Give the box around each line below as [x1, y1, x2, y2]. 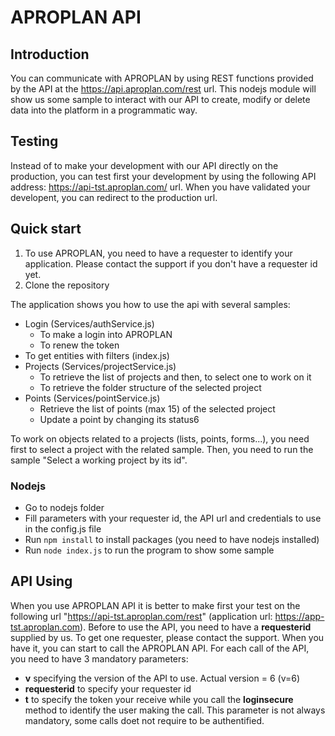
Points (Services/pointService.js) [24, 392, 161, 404]
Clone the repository [24, 279, 110, 291]
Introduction [10, 46, 90, 63]
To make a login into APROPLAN [39, 328, 173, 340]
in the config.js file [24, 522, 102, 535]
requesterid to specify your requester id [24, 682, 192, 695]
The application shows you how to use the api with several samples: [10, 298, 291, 310]
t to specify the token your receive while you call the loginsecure [24, 693, 294, 705]
